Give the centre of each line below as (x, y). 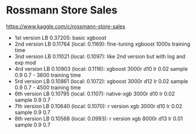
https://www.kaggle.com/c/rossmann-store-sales (66, 26)
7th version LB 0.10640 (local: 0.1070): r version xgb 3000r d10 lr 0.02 (98, 106)
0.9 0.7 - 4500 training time (48, 87)
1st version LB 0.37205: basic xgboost (60, 37)
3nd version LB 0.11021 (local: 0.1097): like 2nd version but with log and (100, 56)
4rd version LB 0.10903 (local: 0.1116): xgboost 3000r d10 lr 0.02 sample (101, 68)
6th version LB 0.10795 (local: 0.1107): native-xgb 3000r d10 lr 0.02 (95, 94)
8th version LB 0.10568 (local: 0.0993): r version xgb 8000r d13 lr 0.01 (99, 118)
